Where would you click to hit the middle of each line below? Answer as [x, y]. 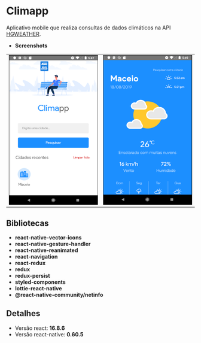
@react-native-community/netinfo [59, 295]
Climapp [28, 11]
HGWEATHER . [24, 34]
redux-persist [32, 276]
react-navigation [36, 257]
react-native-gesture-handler [53, 244]
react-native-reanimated [46, 250]
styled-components [40, 282]
